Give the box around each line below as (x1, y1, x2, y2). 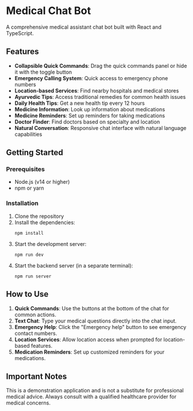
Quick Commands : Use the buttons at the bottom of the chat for (14, 304, 170, 311)
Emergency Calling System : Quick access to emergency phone (14, 74, 169, 81)
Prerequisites (6, 165, 45, 173)
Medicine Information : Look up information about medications (14, 105, 165, 112)
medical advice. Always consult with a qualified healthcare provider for (6, 393, 177, 400)
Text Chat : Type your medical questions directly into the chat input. (14, 317, 177, 324)
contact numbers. (14, 330, 57, 337)
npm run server (14, 273, 52, 279)
